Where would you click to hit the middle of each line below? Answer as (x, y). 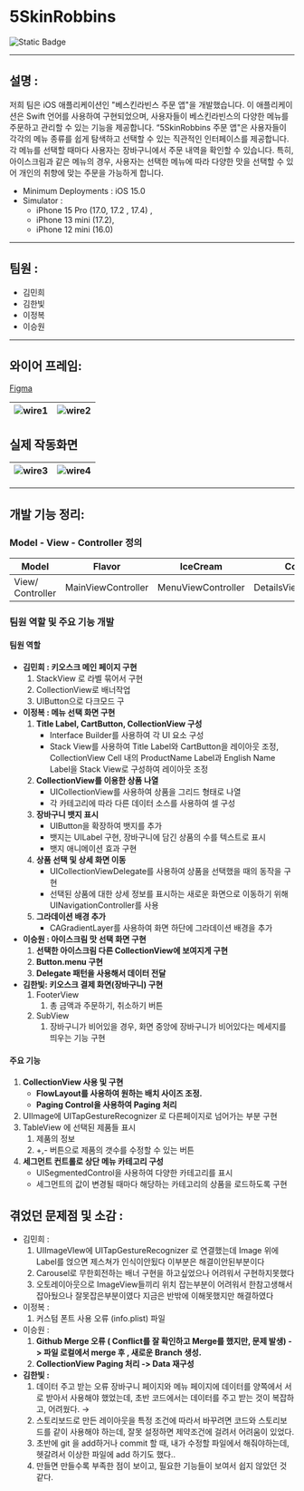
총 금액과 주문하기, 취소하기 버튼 (106, 1005)
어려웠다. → (69, 1409)
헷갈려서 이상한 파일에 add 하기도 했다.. (106, 1455)
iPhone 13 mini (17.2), (75, 219)
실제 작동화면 (44, 445)
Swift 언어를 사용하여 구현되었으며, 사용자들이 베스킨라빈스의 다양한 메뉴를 (157, 116)
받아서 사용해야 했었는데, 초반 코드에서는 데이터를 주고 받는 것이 (158, 1398)
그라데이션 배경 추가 (71, 916)
